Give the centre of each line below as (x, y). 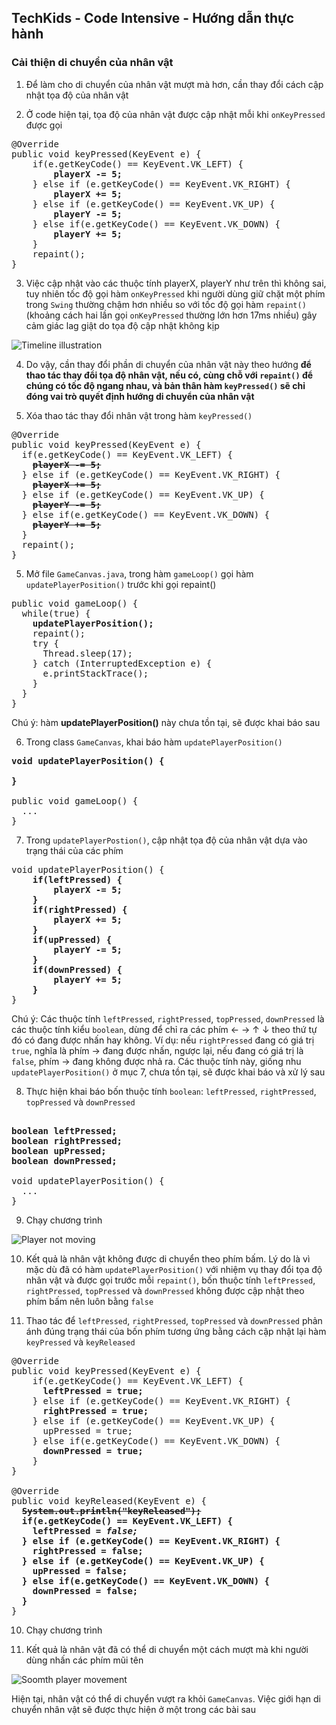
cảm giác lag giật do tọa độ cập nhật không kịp (122, 325)
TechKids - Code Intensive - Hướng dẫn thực (153, 18)
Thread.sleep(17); (87, 653)
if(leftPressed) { (77, 879)
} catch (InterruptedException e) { (122, 663)
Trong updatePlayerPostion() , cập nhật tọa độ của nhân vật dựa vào (166, 840)
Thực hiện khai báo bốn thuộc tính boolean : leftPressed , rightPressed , (171, 1091)
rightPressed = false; (88, 1550)
